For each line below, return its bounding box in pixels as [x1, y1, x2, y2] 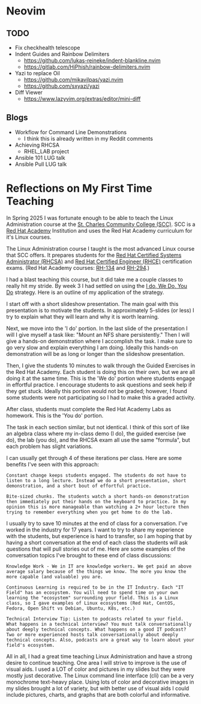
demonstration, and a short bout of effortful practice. [6, 483, 152, 489]
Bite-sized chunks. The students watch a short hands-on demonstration [6, 493, 189, 500]
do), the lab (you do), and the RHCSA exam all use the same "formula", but [6, 436, 190, 443]
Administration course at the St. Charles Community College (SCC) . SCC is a [6, 221, 196, 228]
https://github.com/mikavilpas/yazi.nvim [23, 76, 124, 83]
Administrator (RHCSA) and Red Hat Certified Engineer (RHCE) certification [6, 257, 192, 265]
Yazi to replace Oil [14, 70, 60, 76]
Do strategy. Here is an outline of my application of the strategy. [6, 289, 164, 296]
